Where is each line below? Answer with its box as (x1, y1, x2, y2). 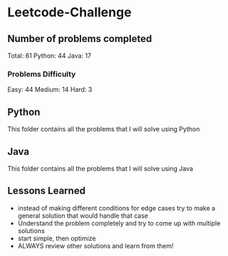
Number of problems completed (7, 33, 152, 45)
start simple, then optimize (17, 234, 96, 242)
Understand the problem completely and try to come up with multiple (17, 218, 221, 228)
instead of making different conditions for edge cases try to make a (17, 203, 216, 212)
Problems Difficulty (7, 69, 76, 79)
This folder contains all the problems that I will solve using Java (7, 164, 194, 173)
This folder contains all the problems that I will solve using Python (7, 125, 200, 134)
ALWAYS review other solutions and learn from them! (17, 241, 174, 250)
